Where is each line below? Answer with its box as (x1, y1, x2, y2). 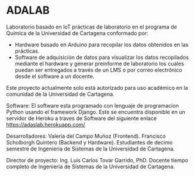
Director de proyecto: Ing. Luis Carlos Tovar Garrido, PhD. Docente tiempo (6, 156, 188, 164)
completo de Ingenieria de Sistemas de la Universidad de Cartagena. (6, 163, 175, 170)
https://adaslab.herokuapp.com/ (6, 121, 85, 128)
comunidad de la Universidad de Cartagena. (6, 90, 114, 98)
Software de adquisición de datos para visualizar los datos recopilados (14, 54, 189, 61)
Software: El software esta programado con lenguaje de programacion (6, 102, 179, 109)
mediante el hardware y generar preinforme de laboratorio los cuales (14, 60, 184, 67)
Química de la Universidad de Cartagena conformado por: (6, 29, 148, 36)
